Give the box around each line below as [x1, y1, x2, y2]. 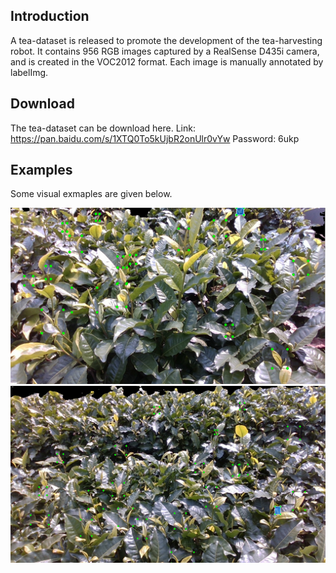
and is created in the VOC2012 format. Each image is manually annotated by [10, 55, 324, 68]
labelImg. [10, 66, 49, 78]
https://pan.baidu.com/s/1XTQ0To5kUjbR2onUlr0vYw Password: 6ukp [10, 132, 300, 144]
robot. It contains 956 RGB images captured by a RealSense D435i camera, [10, 45, 320, 57]
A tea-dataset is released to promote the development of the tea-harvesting [10, 34, 323, 46]
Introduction [10, 8, 90, 25]
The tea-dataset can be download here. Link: [10, 122, 196, 134]
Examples [10, 162, 73, 179]
